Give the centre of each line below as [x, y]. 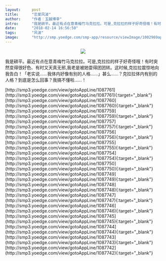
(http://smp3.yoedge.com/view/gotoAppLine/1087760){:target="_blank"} [79, 105]
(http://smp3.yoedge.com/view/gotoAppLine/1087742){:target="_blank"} [79, 253]
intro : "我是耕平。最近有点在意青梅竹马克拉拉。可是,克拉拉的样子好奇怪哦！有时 [83, 24]
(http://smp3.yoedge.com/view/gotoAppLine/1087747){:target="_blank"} [79, 200]
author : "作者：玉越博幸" [34, 19]
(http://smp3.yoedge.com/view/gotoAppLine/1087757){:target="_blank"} [79, 126]
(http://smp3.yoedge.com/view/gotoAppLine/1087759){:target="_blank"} [79, 116]
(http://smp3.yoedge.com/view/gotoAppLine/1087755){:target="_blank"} [79, 148]
